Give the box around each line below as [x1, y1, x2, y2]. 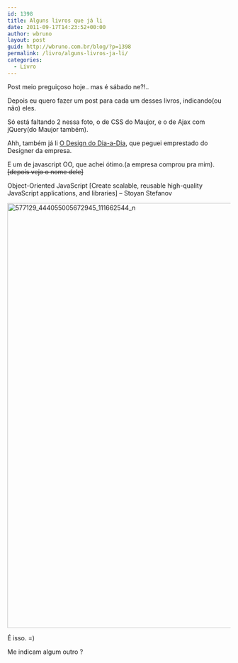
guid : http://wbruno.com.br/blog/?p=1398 [7, 43, 132, 50]
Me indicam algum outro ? [7, 647, 84, 656]
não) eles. [7, 103, 37, 112]
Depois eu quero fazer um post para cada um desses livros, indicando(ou [7, 96, 222, 105]
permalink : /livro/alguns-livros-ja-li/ [7, 50, 129, 57]
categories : [7, 57, 42, 64]
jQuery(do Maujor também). [7, 125, 89, 133]
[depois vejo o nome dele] [7, 167, 84, 176]
